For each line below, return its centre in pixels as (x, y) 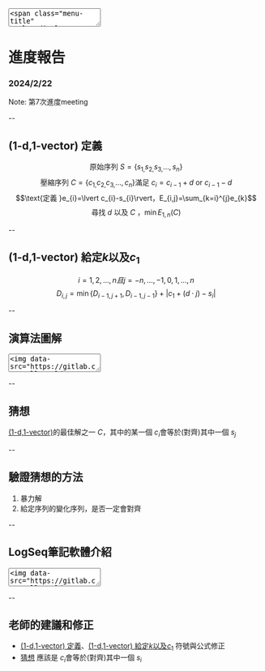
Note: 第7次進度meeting (48, 102)
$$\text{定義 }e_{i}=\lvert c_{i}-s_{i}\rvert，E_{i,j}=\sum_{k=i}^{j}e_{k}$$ (136, 198)
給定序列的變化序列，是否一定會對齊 (81, 508)
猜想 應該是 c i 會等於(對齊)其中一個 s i (81, 658)
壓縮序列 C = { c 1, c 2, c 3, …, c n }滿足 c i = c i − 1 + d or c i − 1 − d (136, 183)
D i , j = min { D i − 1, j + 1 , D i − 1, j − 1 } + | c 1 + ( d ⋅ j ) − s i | (136, 294)
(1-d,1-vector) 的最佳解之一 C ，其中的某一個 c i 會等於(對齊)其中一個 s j (122, 433)
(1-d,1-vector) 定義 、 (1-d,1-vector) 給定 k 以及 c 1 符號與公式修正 (122, 647)
